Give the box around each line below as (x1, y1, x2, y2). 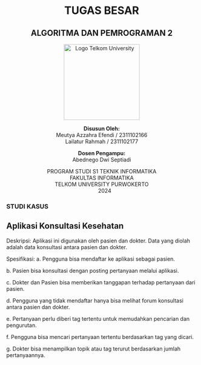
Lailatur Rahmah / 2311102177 (65, 138, 139, 145)
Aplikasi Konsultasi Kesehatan (6, 221, 124, 231)
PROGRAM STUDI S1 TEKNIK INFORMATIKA (47, 168, 157, 175)
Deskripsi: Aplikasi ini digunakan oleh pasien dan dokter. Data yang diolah (6, 237, 191, 244)
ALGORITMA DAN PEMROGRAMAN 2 (30, 28, 173, 38)
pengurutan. (6, 321, 38, 329)
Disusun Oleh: (84, 125, 120, 132)
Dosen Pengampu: (77, 150, 126, 156)
